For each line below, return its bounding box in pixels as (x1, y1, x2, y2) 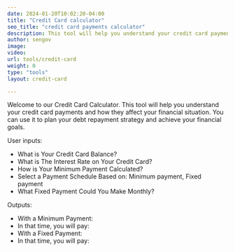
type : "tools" (7, 69, 49, 76)
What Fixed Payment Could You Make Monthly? (17, 187, 155, 196)
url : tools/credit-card (7, 56, 77, 63)
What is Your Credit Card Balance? (17, 150, 117, 158)
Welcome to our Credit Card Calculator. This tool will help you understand (7, 101, 219, 109)
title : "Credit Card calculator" (7, 17, 105, 24)
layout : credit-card (7, 75, 68, 83)
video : (7, 50, 27, 57)
